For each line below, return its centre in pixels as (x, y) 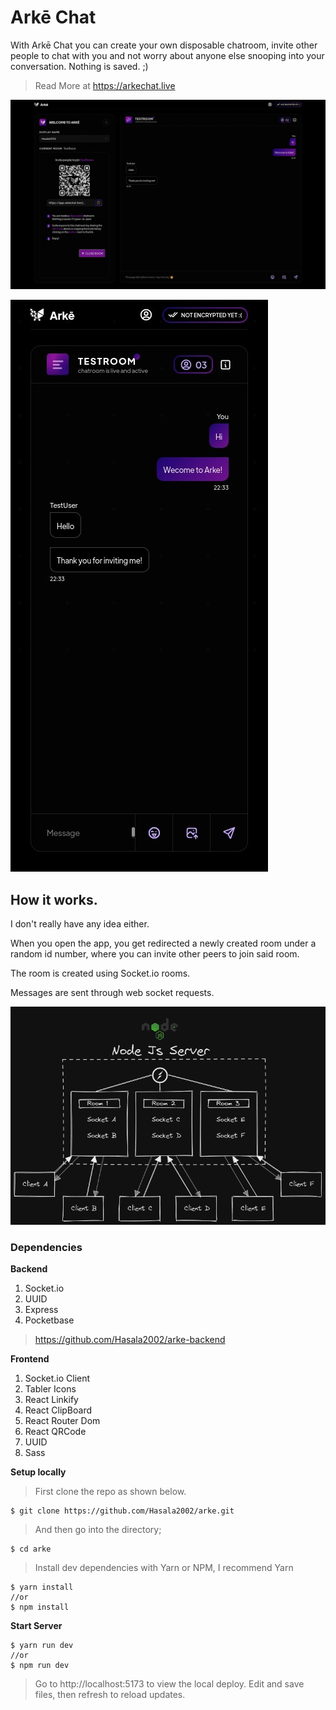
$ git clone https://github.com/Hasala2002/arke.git (122, 1511)
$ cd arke (31, 1549)
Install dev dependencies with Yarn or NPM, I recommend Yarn (164, 1568)
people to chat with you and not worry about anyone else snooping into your (167, 55)
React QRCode (55, 1432)
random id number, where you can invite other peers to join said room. (155, 953)
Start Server (36, 1626)
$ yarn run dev (42, 1646)
